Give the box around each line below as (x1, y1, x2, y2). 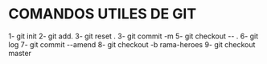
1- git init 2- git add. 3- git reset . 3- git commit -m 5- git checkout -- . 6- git (8, 31, 259, 41)
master (8, 48, 32, 58)
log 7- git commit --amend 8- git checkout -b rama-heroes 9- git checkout (8, 39, 256, 49)
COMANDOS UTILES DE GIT (8, 5, 197, 23)
